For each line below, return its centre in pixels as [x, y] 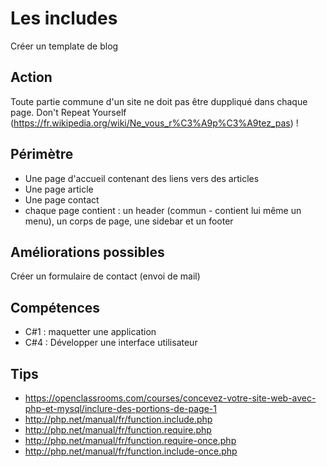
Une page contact [62, 199]
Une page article [59, 189]
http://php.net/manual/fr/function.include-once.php [131, 451]
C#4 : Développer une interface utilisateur [111, 343]
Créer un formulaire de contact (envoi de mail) [105, 276]
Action [31, 77]
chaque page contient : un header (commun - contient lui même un [163, 210]
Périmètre [42, 154]
